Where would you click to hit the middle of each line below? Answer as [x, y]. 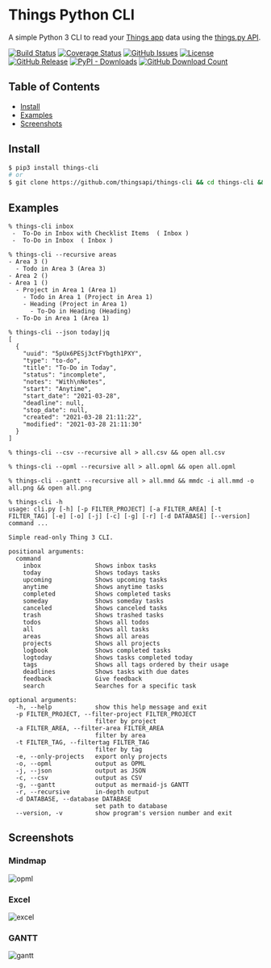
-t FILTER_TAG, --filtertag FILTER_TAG [83, 743]
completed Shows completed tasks [97, 594]
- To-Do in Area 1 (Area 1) [63, 318]
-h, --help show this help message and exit [111, 707]
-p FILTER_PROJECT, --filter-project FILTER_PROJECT [106, 714]
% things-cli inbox [41, 226]
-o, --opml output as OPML [81, 764]
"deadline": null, [54, 403]
